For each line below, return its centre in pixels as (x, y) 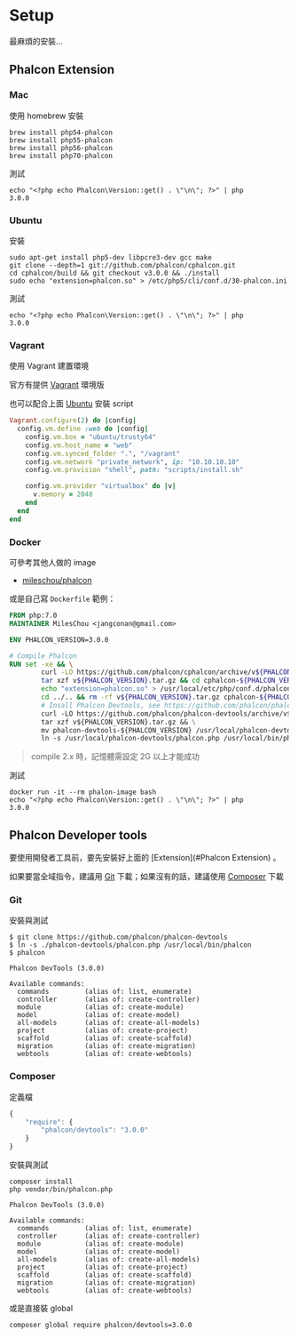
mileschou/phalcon (57, 581)
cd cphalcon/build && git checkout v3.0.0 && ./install (114, 273)
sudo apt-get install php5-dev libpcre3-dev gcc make (111, 257)
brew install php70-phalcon (61, 156)
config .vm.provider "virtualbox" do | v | (101, 486)
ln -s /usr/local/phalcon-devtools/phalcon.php (130, 739)
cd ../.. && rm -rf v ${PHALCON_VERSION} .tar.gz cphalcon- (150, 697)
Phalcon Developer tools (78, 835)
